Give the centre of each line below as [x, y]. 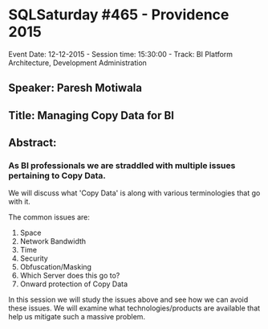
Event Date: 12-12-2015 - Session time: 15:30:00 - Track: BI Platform [121, 54]
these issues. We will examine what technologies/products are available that [134, 308]
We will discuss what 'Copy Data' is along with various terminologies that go [134, 193]
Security [34, 258]
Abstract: [32, 143]
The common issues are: [49, 217]
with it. [19, 202]
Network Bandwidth [53, 241]
